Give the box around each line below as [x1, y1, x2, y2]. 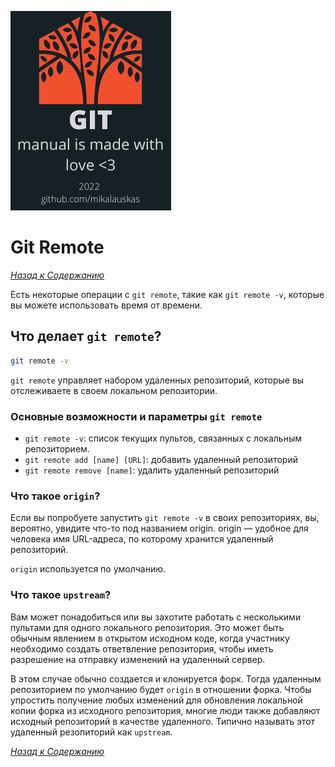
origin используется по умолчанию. [10, 563, 167, 575]
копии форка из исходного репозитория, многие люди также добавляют [10, 704, 321, 716]
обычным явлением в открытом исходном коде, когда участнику [10, 632, 290, 644]
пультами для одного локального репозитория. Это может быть [10, 621, 285, 633]
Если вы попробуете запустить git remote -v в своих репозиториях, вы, [10, 512, 320, 524]
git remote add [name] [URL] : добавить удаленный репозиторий [24, 453, 298, 465]
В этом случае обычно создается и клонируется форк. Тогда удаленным [10, 672, 322, 685]
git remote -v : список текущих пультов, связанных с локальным [24, 432, 303, 444]
